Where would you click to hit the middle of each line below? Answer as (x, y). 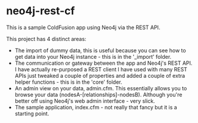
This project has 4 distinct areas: (46, 39)
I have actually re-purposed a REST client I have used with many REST (101, 69)
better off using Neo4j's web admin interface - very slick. (85, 101)
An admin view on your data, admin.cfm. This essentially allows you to (101, 88)
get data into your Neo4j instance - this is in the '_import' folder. (93, 56)
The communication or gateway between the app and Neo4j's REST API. (103, 63)
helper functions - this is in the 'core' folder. (68, 82)
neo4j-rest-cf (41, 11)
